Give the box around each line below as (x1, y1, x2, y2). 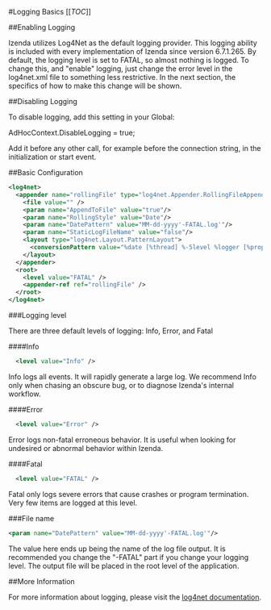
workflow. (8, 389, 41, 399)
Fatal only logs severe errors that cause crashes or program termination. (8, 489, 249, 499)
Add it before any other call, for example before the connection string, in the (8, 144, 261, 152)
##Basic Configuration (8, 168, 83, 177)
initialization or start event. (8, 152, 97, 161)
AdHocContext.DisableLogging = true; (8, 128, 135, 137)
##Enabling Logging (8, 23, 76, 31)
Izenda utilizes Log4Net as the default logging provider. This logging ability (8, 38, 258, 48)
